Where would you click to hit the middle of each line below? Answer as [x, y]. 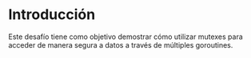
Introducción [52, 15]
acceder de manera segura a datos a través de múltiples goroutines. [121, 44]
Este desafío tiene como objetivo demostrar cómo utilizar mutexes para [126, 37]
